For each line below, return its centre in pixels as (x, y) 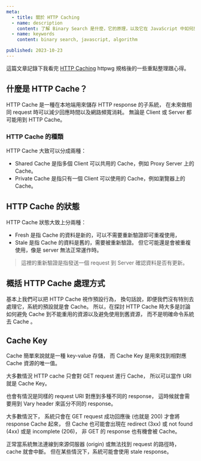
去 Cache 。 (21, 321)
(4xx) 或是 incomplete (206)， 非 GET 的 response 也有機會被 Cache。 (93, 432)
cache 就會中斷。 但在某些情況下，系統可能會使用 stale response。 (89, 452)
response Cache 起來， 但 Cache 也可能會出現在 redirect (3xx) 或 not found (100, 424)
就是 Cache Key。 (28, 384)
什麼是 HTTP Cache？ (47, 89)
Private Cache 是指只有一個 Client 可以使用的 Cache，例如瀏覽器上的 (100, 178)
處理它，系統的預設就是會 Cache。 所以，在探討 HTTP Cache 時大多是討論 (98, 306)
